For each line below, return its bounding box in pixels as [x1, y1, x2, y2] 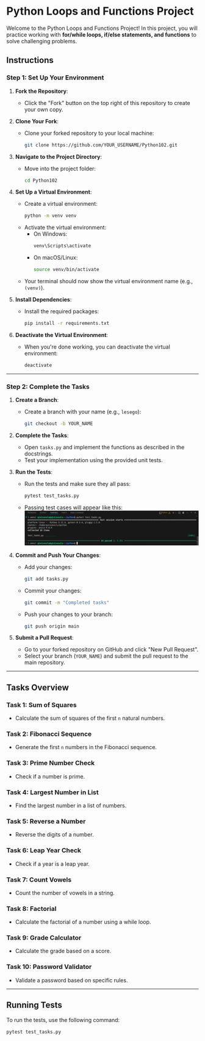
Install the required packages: [24, 308, 99, 315]
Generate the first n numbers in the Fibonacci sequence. [15, 744, 157, 751]
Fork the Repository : [15, 87, 68, 95]
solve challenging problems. [6, 37, 77, 45]
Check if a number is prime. [15, 772, 85, 780]
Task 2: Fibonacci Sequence [6, 730, 92, 738]
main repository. [24, 659, 65, 666]
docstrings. [24, 450, 53, 457]
